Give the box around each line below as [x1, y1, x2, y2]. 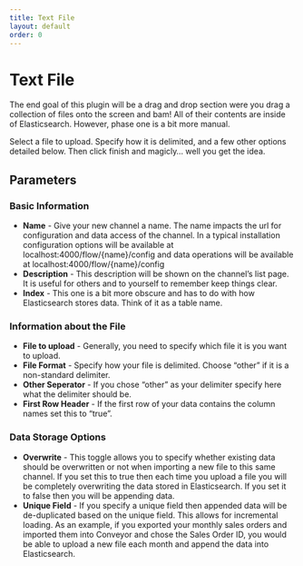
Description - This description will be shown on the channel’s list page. [22, 269, 289, 279]
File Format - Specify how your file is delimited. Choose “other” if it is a [22, 360, 289, 371]
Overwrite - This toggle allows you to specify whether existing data [22, 452, 276, 462]
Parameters [9, 172, 77, 187]
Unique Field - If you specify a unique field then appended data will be [22, 500, 288, 511]
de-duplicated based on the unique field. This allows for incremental [22, 510, 279, 521]
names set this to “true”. [22, 408, 113, 419]
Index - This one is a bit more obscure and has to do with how [22, 288, 256, 298]
